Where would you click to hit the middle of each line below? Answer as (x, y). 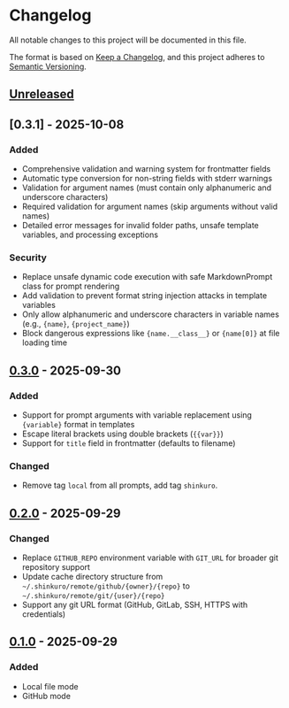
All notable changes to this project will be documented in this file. (128, 40)
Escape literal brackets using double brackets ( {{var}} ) (122, 434)
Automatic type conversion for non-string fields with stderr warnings (147, 179)
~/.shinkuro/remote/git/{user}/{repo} (93, 596)
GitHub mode (46, 696)
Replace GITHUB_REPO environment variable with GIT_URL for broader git (150, 558)
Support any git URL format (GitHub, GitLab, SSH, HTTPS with (135, 604)
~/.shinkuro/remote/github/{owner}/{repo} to (106, 586)
